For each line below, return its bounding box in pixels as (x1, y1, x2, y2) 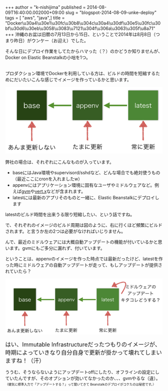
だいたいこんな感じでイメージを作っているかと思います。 (13, 77, 131, 82)
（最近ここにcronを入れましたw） (12, 176, 82, 182)
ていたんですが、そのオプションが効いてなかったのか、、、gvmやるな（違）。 (5, 375, 161, 381)
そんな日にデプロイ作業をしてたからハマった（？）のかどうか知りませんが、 (5, 48, 162, 54)
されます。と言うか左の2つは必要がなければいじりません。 (5, 228, 126, 234)
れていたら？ (5, 268, 31, 274)
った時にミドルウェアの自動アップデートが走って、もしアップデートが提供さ (5, 262, 162, 268)
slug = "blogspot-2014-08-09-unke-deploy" (65, 9, 157, 15)
